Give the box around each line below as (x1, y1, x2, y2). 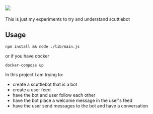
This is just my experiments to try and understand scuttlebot (5, 16, 130, 22)
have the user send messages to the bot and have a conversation (12, 102, 148, 108)
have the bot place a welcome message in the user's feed (12, 97, 132, 103)
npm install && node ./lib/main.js (5, 44, 80, 49)
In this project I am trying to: (5, 71, 64, 78)
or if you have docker (5, 53, 49, 59)
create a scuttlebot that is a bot (12, 81, 78, 87)
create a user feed (12, 86, 51, 93)
